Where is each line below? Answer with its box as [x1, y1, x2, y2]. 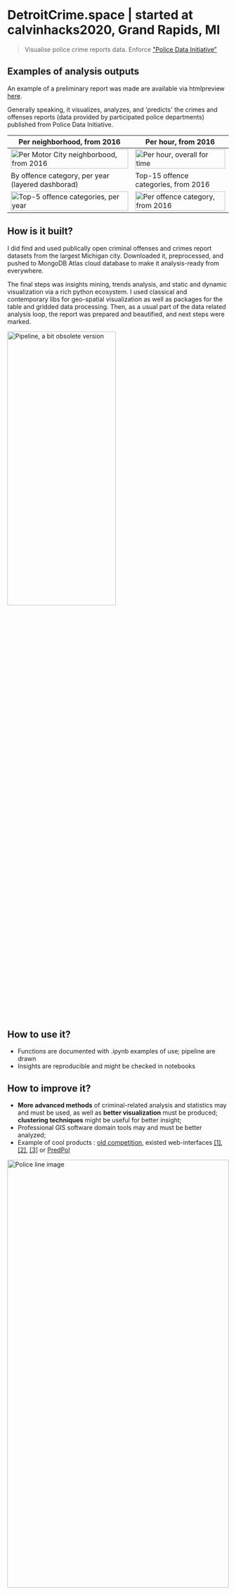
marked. [7, 317, 32, 326]
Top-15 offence [135, 171, 189, 180]
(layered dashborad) [11, 179, 79, 189]
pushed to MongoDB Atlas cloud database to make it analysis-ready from [7, 258, 220, 267]
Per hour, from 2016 [145, 137, 216, 147]
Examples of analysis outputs [7, 65, 140, 77]
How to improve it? [7, 1082, 91, 1094]
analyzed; [17, 1131, 46, 1139]
